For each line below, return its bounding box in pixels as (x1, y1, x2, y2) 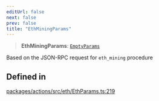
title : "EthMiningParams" (6, 25, 71, 32)
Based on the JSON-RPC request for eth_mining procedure (6, 54, 153, 61)
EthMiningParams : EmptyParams (21, 42, 100, 50)
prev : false (6, 20, 36, 26)
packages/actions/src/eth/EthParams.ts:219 (6, 88, 115, 95)
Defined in (6, 71, 47, 82)
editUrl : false (6, 8, 45, 15)
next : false (6, 15, 36, 21)
